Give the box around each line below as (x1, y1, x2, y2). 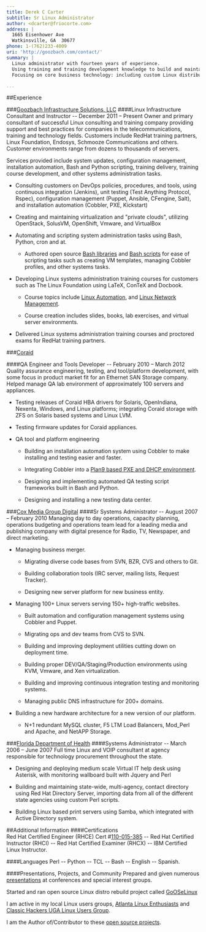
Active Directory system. (15, 815, 78, 822)
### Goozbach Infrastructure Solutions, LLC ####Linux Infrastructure (6, 106, 181, 114)
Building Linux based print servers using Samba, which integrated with (15, 808, 194, 815)
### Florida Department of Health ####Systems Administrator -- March (6, 740, 187, 747)
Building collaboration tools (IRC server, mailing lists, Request (24, 570, 180, 577)
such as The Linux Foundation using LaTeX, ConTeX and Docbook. (15, 282, 183, 289)
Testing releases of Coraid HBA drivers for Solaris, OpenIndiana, (15, 398, 178, 406)
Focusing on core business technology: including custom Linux (12, 72, 177, 78)
